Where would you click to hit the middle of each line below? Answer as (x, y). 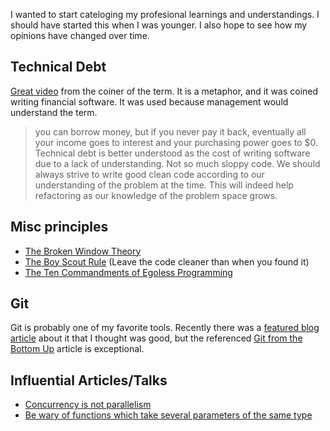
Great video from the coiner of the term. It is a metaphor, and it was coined (164, 91)
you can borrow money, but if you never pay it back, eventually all (170, 131)
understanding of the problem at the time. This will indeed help (164, 185)
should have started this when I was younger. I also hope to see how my (159, 25)
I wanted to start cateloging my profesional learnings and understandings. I (165, 14)
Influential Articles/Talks (89, 380)
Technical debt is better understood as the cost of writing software (172, 153)
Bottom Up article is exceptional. (77, 349)
